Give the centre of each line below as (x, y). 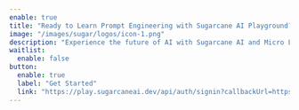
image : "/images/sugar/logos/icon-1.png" (87, 34)
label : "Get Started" (57, 83)
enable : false (43, 59)
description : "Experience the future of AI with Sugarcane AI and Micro (147, 42)
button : (24, 67)
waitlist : (28, 51)
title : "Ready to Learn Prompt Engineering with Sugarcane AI (127, 26)
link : (28, 91)
